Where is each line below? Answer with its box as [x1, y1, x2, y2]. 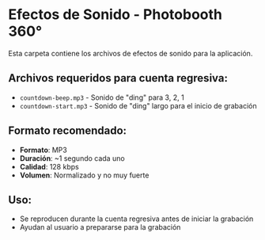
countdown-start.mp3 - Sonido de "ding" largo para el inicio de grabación [19, 101, 257, 110]
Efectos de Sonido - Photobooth [8, 6, 223, 24]
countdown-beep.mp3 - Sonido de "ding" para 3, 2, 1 [19, 93, 184, 102]
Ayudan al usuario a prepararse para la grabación [19, 223, 181, 232]
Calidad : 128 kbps [19, 162, 79, 171]
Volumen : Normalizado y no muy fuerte [19, 170, 150, 180]
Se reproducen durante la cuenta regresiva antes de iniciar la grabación [19, 214, 254, 223]
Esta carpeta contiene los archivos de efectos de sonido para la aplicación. [8, 48, 253, 58]
